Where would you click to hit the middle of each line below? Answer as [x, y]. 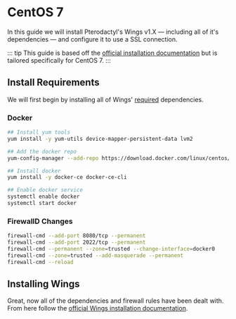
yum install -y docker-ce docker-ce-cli [67, 177]
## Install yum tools [39, 132]
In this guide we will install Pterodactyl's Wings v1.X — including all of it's [113, 32]
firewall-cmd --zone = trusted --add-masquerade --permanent [96, 255]
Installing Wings [44, 283]
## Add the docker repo [42, 151]
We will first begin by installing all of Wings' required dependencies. [105, 99]
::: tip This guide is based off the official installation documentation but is [112, 53]
